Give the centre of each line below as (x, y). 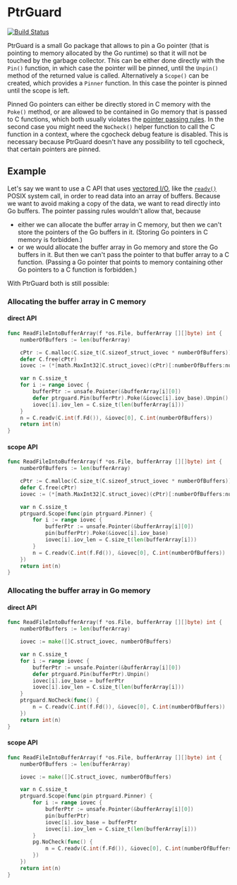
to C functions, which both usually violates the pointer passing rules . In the (116, 119)
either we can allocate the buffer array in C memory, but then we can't (120, 224)
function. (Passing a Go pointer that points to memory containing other (120, 262)
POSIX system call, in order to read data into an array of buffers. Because (114, 195)
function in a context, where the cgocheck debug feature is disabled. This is (118, 134)
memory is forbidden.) (50, 239)
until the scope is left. (38, 90)
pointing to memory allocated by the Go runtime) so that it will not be (107, 53)
